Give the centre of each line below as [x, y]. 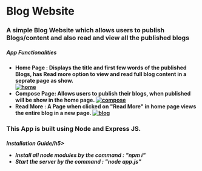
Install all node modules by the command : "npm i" [80, 155]
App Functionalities [32, 52]
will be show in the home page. [55, 100]
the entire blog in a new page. [53, 113]
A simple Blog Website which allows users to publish [86, 30]
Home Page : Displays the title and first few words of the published [101, 68]
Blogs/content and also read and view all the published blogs [98, 38]
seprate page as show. [44, 81]
